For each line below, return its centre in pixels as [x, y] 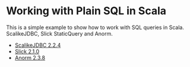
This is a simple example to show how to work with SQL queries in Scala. [95, 27]
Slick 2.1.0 [27, 51]
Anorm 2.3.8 [30, 58]
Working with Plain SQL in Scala [86, 11]
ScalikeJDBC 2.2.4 [38, 45]
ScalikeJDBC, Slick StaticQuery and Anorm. [59, 33]
